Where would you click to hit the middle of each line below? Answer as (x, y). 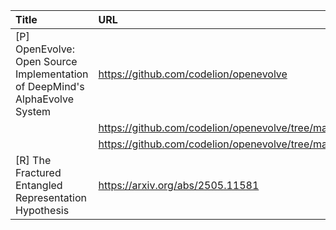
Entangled (39, 185)
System (33, 111)
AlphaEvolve (45, 99)
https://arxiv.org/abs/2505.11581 (179, 185)
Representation (51, 197)
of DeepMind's (50, 86)
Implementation (52, 74)
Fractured (38, 172)
